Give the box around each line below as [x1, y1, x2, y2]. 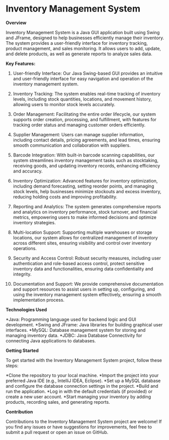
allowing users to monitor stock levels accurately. [13, 101, 116, 107]
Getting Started [6, 347, 39, 354]
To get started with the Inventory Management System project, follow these [6, 357, 162, 363]
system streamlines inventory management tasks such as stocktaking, [13, 157, 159, 163]
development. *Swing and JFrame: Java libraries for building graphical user [6, 321, 163, 327]
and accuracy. [13, 168, 43, 174]
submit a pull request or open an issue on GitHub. [6, 429, 109, 435]
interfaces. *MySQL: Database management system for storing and [6, 327, 146, 333]
